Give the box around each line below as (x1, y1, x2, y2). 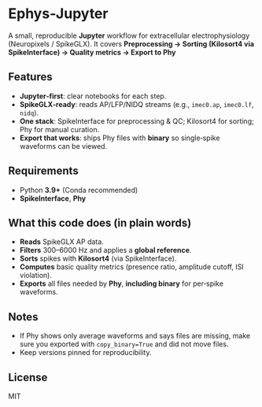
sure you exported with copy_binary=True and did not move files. (19, 339, 229, 349)
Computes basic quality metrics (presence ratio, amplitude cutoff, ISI (19, 262, 244, 272)
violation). (19, 271, 53, 280)
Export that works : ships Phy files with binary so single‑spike (19, 133, 220, 142)
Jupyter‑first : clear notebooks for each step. (19, 91, 167, 101)
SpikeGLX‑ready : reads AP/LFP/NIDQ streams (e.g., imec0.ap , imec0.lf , (19, 99, 254, 109)
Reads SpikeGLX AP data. (19, 237, 104, 246)
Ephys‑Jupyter (8, 5, 109, 23)
